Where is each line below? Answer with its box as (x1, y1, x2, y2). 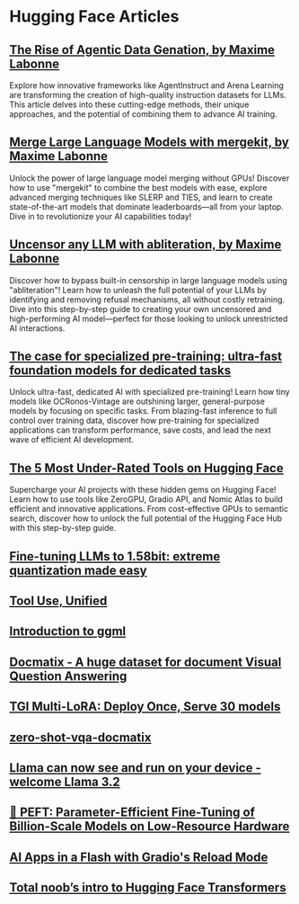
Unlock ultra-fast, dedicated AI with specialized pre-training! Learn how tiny (9, 387, 290, 398)
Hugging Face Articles (9, 6, 180, 27)
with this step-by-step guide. (9, 523, 117, 533)
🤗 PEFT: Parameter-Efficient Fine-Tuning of (9, 805, 256, 820)
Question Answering (9, 668, 128, 684)
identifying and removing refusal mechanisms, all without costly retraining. (9, 294, 286, 305)
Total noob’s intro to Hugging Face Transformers (9, 880, 286, 896)
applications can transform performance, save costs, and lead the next (9, 425, 272, 435)
